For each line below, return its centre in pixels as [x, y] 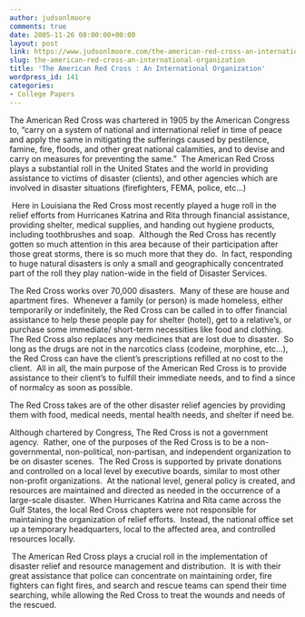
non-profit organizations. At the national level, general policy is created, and [152, 480]
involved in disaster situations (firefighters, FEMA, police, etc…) [128, 187]
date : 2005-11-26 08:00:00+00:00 [73, 35]
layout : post [34, 43]
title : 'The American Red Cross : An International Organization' [138, 69]
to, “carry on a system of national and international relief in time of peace [146, 129]
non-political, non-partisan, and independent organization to [178, 451]
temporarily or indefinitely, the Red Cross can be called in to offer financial [148, 309]
